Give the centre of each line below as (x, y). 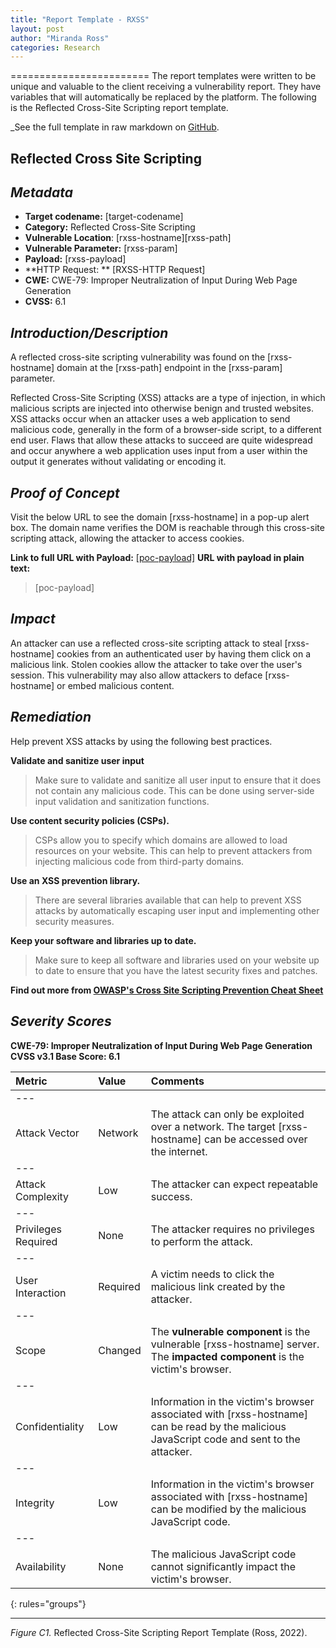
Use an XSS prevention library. (75, 880)
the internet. (179, 1151)
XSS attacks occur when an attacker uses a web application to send (150, 419)
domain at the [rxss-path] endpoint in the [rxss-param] (169, 368)
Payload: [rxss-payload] (75, 259)
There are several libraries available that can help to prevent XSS (168, 900)
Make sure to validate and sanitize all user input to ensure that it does (178, 780)
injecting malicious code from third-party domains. (139, 861)
